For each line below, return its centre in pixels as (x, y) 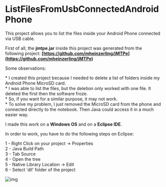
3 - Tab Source (21, 154)
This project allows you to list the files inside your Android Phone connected (83, 33)
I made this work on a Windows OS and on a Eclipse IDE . (64, 124)
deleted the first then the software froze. (47, 93)
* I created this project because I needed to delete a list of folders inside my (83, 78)
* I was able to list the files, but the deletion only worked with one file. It (78, 88)
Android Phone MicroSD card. (35, 83)
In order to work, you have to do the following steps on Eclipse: (69, 134)
